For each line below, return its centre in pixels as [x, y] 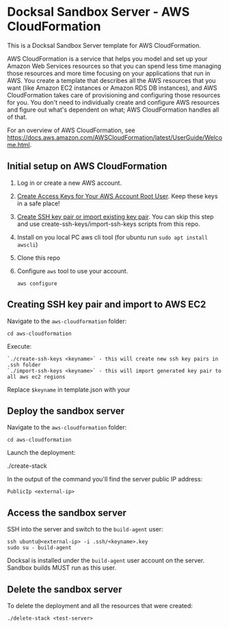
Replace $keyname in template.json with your [69, 389]
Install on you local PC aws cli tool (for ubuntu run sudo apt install [112, 237]
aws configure [37, 284]
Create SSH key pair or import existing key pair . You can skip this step [115, 216]
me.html [18, 145]
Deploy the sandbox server [66, 411]
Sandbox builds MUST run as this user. [62, 568]
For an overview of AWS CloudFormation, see [71, 130]
